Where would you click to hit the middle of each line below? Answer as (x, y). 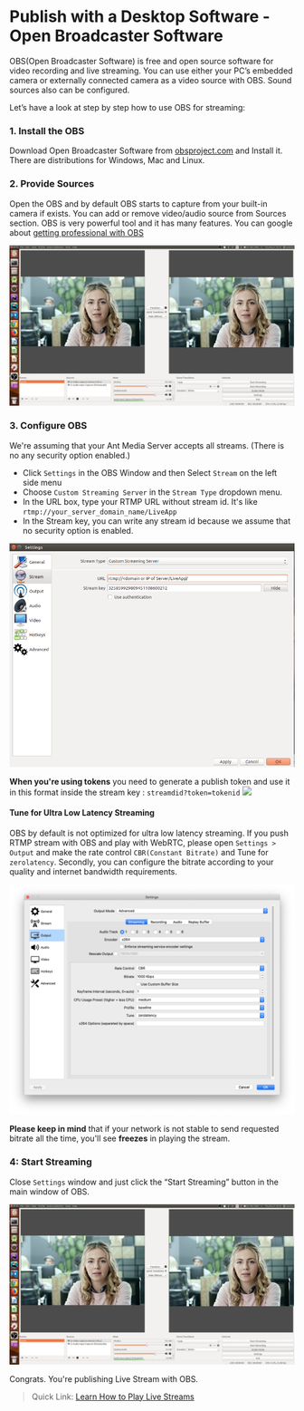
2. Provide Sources (52, 184)
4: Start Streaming (51, 1162)
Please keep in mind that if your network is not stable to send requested (144, 1129)
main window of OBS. (50, 1191)
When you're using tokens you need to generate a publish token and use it (150, 781)
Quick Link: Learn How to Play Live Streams (113, 1397)
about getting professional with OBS (77, 232)
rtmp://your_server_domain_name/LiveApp (100, 512)
